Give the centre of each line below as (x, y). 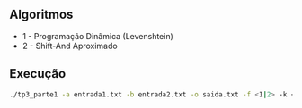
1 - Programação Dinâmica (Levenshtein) (98, 36)
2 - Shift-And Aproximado (70, 46)
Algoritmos (41, 15)
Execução (38, 74)
